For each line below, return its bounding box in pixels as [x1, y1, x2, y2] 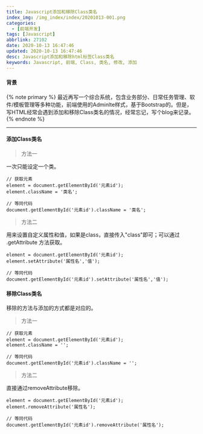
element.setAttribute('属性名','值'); [6, 258, 101, 264]
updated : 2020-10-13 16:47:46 [6, 48, 83, 54]
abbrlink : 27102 [6, 37, 47, 43]
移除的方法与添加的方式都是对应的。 [6, 304, 97, 311]
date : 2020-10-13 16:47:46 [6, 43, 74, 49]
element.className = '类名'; [6, 188, 78, 195]
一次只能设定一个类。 [6, 162, 59, 170]
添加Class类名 [6, 135, 42, 142]
